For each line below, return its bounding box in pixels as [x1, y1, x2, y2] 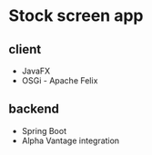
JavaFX [21, 65, 51, 76]
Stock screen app [8, 5, 144, 26]
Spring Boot [21, 125, 67, 136]
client [8, 42, 42, 57]
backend [8, 102, 60, 117]
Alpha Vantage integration [21, 135, 120, 146]
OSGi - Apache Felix [21, 75, 98, 86]
